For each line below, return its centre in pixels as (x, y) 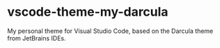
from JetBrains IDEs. (37, 38)
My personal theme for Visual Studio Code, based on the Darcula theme (110, 31)
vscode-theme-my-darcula (88, 12)
